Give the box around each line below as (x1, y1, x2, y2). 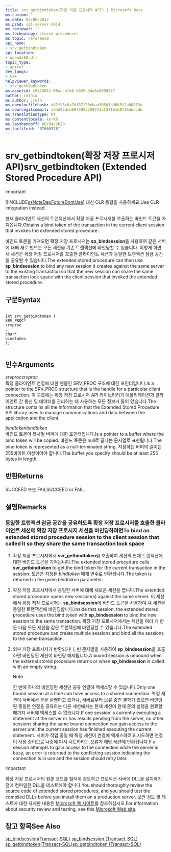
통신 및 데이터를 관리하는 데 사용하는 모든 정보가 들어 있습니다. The (24, 398, 157, 405)
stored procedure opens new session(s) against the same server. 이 (12, 593, 155, 599)
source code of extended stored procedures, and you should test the (5, 788, 151, 794)
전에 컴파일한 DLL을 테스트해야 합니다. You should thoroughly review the (5, 782, 152, 788)
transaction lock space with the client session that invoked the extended (5, 274, 157, 280)
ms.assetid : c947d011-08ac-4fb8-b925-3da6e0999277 (5, 88, 115, 93)
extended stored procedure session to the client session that (5, 534, 159, 541)
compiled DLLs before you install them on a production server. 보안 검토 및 (5, 794, 161, 800)
